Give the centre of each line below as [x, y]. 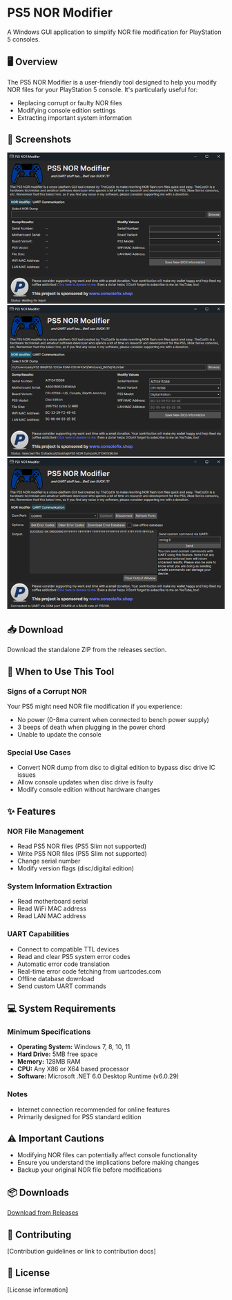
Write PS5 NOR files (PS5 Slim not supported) [82, 853]
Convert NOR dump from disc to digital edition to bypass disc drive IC [116, 768]
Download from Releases [43, 1213]
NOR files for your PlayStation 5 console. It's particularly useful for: [103, 89]
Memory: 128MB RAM [49, 1062]
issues [26, 775]
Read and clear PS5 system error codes [74, 956]
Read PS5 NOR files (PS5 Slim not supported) [82, 846]
